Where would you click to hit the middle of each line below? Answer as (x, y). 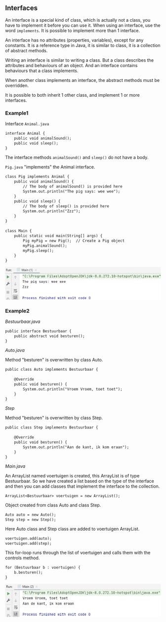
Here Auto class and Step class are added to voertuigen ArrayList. (72, 529)
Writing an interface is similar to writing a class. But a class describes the (80, 60)
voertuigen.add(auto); (28, 539)
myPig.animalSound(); (45, 246)
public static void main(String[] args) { (58, 236)
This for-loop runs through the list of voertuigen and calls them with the (78, 553)
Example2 (17, 311)
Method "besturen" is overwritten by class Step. (54, 418)
